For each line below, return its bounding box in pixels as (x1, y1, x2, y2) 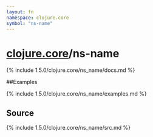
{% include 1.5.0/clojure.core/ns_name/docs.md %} (6, 66, 135, 74)
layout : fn (6, 9, 34, 15)
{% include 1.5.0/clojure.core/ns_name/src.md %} (6, 124, 131, 132)
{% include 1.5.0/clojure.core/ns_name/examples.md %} (6, 90, 147, 97)
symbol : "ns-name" (6, 20, 53, 26)
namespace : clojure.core (6, 15, 69, 21)
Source (6, 108, 35, 118)
